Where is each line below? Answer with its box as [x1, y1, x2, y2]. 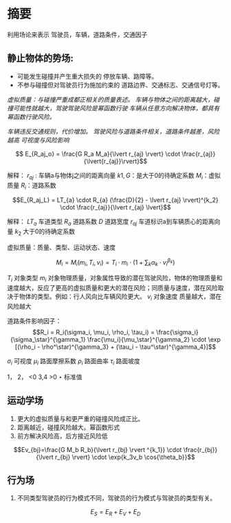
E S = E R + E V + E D [90, 508, 141, 517]
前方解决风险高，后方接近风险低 [16, 431, 108, 440]
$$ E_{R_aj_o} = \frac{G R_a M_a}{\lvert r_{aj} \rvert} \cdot [15, 150, 181, 158]
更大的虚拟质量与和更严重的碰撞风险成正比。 [16, 414, 144, 422]
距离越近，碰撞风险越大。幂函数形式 [16, 423, 120, 431]
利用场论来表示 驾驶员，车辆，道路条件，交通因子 [7, 30, 148, 39]
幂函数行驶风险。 [7, 112, 56, 121]
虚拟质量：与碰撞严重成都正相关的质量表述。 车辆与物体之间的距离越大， [7, 95, 214, 103]
